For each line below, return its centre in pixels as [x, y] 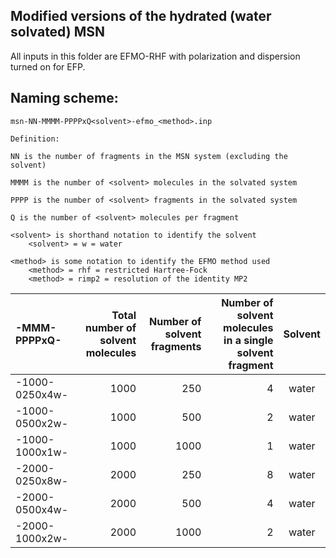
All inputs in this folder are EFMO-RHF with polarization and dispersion [155, 56]
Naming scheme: [64, 98]
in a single [248, 340]
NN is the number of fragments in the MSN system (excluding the [149, 156]
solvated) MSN [57, 32]
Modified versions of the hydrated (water [141, 16]
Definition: [35, 139]
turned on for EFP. [48, 66]
